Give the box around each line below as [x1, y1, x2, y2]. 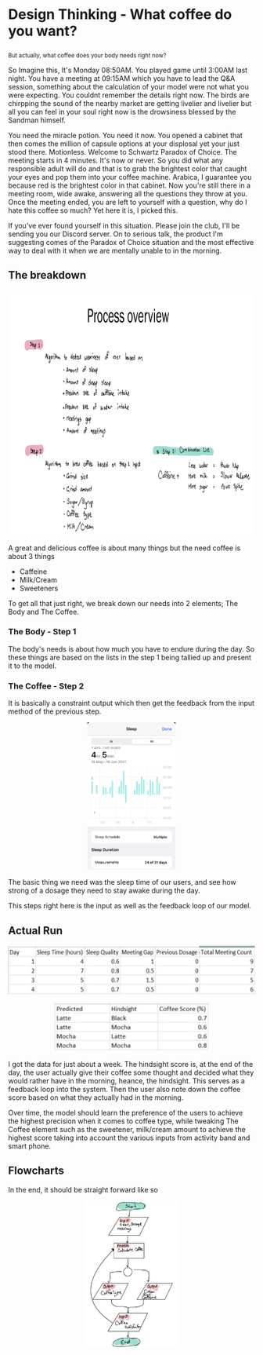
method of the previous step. [8, 707, 102, 716]
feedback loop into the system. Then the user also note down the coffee [8, 1084, 241, 1094]
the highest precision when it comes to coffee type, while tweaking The [8, 1116, 239, 1126]
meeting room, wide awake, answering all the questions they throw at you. [8, 188, 248, 198]
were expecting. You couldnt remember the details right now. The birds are [8, 90, 250, 100]
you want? [8, 22, 77, 40]
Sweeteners [19, 583, 59, 593]
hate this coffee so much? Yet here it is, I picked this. [8, 206, 178, 215]
